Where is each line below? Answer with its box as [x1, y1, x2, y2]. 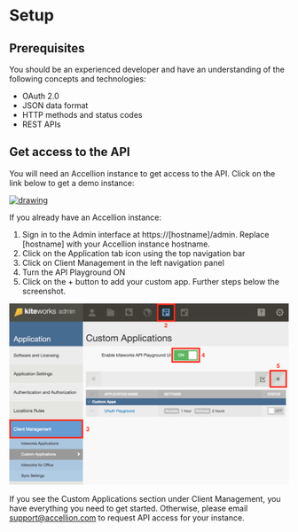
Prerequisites [9, 41, 85, 56]
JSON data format [21, 100, 89, 111]
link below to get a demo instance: [9, 177, 135, 188]
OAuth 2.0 [21, 90, 59, 101]
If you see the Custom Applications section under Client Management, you [9, 494, 281, 505]
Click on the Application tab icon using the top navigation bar [21, 247, 246, 258]
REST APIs [21, 119, 61, 129]
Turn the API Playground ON [21, 267, 126, 278]
